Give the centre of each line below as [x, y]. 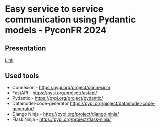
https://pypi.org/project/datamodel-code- [112, 103]
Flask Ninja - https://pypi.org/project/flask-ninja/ [62, 119]
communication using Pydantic [71, 20]
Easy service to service [54, 9]
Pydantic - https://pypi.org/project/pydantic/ [57, 98]
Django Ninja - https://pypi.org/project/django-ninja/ [66, 114]
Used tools [22, 76]
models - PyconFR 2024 [56, 30]
